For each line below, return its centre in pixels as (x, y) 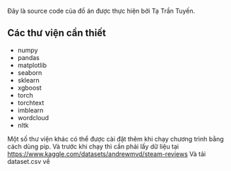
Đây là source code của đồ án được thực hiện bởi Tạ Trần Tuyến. (101, 11)
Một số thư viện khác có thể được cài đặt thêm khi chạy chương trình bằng (115, 138)
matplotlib (32, 65)
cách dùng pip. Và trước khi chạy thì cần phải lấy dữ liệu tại (93, 146)
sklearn (29, 80)
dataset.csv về (29, 161)
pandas (29, 57)
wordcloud (33, 117)
